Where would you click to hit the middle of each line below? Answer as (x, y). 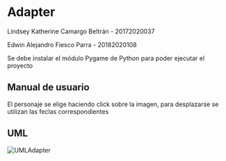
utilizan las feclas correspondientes (58, 111)
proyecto (20, 65)
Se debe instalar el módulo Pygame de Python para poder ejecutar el (106, 58)
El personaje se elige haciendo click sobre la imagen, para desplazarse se (113, 104)
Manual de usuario (48, 87)
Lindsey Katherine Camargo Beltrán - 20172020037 (81, 31)
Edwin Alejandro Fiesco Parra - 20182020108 (72, 44)
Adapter (31, 12)
